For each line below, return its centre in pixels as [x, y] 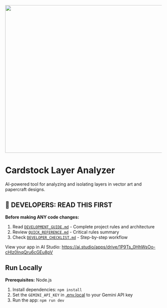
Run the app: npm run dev [38, 300]
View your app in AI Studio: [33, 247]
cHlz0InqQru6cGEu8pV [29, 252]
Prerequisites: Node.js [29, 280]
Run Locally [24, 268]
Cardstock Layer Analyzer [60, 170]
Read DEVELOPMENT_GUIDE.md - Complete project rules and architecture [83, 226]
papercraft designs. [25, 189]
